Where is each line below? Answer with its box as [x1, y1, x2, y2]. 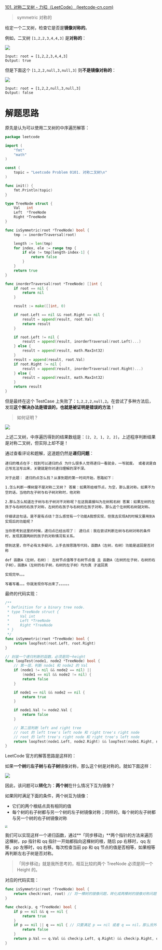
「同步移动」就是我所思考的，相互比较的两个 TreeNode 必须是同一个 [16, 861, 153, 867]
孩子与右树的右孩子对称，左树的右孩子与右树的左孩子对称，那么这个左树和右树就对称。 [5, 504, 152, 509]
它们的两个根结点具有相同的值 [12, 803, 71, 809]
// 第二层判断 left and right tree [13, 725, 81, 730]
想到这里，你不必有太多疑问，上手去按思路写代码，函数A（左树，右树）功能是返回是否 [5, 543, 151, 548]
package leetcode [5, 134, 40, 139]
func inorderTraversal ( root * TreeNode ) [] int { [5, 281, 103, 286]
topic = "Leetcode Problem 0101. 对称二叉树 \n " [13, 170, 108, 175]
